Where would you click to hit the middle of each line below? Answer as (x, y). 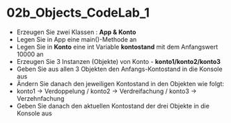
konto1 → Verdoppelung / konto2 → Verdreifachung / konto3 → (106, 91)
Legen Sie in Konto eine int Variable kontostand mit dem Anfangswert (117, 47)
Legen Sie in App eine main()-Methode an (77, 39)
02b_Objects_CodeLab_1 (78, 13)
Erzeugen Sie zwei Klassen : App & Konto (76, 32)
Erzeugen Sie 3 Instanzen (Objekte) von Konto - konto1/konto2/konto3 (118, 61)
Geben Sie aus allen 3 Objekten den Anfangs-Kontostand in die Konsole (120, 69)
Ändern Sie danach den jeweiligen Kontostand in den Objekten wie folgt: (120, 83)
